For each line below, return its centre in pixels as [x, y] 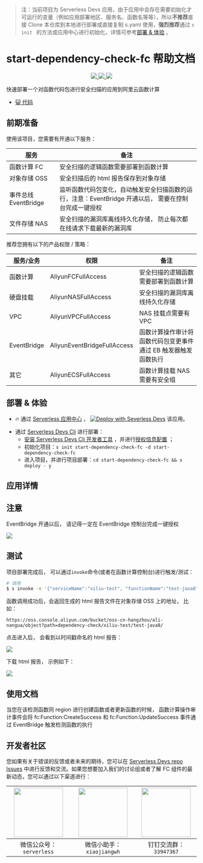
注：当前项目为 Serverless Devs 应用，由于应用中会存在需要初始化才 [106, 9]
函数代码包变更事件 [166, 341]
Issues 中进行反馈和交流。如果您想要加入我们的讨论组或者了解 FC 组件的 [97, 769]
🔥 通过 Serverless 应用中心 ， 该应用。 [101, 418]
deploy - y [38, 466]
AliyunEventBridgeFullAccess [92, 345]
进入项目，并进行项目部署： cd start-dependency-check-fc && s [103, 460]
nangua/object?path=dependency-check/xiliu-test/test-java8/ [85, 625]
